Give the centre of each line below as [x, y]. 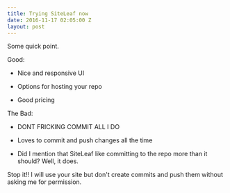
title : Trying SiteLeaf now [48, 14]
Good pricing [36, 100]
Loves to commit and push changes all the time [85, 140]
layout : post [26, 26]
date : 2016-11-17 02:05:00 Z [49, 20]
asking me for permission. [44, 182]
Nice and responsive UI [51, 73]
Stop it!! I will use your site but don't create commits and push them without [115, 175]
